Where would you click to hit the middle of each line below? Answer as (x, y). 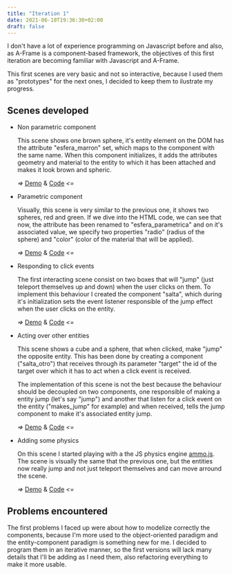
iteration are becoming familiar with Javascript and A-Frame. (93, 61)
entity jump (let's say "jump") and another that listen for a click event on (119, 399)
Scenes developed (48, 110)
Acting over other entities (53, 336)
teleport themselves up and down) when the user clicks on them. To (114, 287)
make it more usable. (37, 564)
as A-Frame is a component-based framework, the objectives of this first (111, 53)
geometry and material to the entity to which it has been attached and (116, 162)
